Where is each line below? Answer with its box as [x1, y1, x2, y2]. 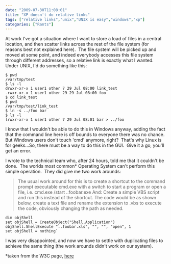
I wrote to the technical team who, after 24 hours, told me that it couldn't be [5, 157, 164, 164]
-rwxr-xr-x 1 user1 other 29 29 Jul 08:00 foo [5, 90, 106, 96]
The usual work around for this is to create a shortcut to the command [17, 178, 165, 184]
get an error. [5, 148, 32, 154]
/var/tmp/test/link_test [5, 104, 58, 109]
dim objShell [5, 215, 33, 221]
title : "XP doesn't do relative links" [5, 12, 90, 17]
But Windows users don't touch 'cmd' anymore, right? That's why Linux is [5, 137, 162, 143]
